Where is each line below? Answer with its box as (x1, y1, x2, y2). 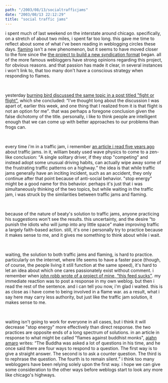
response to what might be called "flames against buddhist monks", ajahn (5, 335, 157, 341)
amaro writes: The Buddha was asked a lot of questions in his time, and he (5, 340, 160, 346)
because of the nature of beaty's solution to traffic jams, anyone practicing (5, 211, 159, 217)
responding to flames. (5, 73, 50, 79)
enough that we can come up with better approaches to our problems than (5, 119, 159, 125)
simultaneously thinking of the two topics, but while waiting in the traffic (5, 186, 153, 192)
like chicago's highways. (5, 372, 56, 378)
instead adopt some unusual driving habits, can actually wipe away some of (5, 160, 161, 166)
